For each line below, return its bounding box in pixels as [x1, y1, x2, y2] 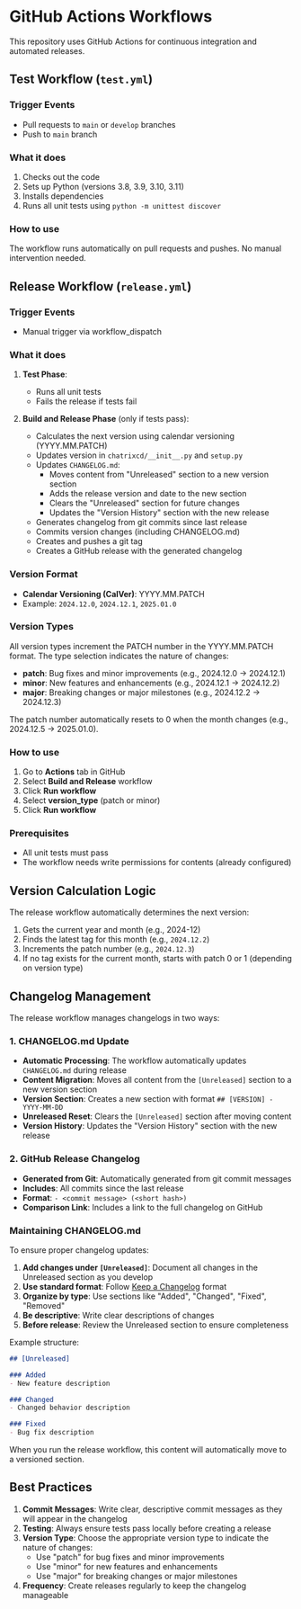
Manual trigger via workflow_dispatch [22, 326, 162, 336]
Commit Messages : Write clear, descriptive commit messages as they [22, 1504, 283, 1515]
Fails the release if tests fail [35, 396, 137, 407]
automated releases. [9, 45, 85, 56]
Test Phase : [22, 369, 67, 380]
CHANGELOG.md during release [22, 1065, 128, 1076]
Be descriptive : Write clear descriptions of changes [22, 1310, 215, 1320]
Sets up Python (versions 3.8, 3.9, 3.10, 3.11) [22, 181, 184, 192]
